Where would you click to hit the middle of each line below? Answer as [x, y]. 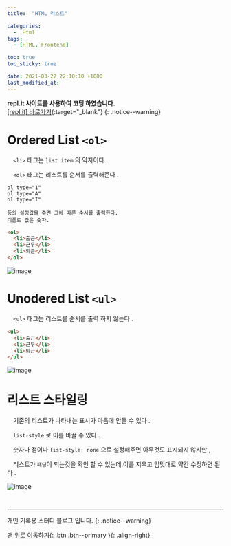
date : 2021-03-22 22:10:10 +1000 [55, 76]
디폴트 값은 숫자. [29, 220]
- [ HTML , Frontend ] [41, 45]
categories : [24, 26]
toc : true [21, 58]
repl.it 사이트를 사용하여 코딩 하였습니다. [61, 103]
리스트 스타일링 [47, 400]
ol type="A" [24, 193]
